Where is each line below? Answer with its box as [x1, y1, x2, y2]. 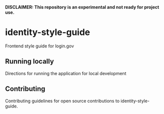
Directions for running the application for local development [5, 70, 126, 76]
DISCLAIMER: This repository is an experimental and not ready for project [5, 4, 160, 10]
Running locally [5, 57, 54, 66]
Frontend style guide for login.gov [5, 43, 74, 49]
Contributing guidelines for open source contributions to [5, 98, 120, 104]
